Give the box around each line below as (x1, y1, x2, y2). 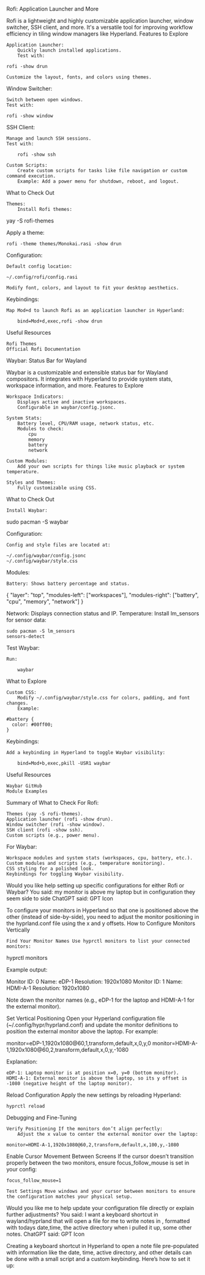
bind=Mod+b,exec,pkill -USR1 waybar (17, 760, 111, 766)
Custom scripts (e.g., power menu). (6, 832, 100, 839)
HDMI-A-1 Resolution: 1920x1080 (6, 984, 90, 992)
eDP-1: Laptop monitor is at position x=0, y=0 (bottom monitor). (6, 1070, 179, 1076)
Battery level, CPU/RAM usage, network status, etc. (17, 421, 155, 427)
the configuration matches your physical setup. (6, 1193, 133, 1200)
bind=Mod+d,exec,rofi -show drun (17, 318, 103, 324)
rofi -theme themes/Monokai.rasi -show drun (6, 241, 122, 247)
